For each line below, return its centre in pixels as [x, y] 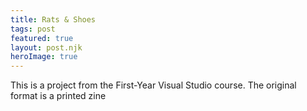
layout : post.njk [46, 47]
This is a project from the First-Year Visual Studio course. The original [153, 85]
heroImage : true [44, 57]
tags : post [33, 29]
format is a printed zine [58, 96]
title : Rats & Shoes [53, 19]
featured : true [42, 38]
